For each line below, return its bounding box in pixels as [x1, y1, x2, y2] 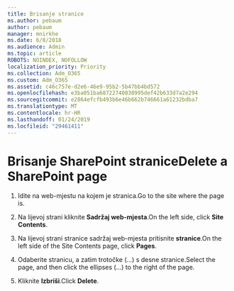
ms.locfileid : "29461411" [7, 122, 84, 130]
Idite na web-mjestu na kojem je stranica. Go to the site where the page [17, 192, 225, 200]
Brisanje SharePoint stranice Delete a [7, 153, 228, 169]
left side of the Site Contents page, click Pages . [17, 242, 157, 251]
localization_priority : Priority [7, 63, 106, 70]
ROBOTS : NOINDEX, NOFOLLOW [7, 57, 87, 64]
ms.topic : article [7, 50, 62, 57]
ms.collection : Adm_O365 [7, 70, 81, 77]
